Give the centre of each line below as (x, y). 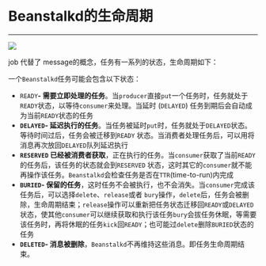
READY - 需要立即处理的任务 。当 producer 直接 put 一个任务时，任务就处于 (134, 95)
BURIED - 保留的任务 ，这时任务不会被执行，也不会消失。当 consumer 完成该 (137, 184)
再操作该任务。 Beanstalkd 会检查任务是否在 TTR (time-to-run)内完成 (127, 174)
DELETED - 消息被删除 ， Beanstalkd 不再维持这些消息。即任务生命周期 (129, 244)
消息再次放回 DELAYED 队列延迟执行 (74, 145)
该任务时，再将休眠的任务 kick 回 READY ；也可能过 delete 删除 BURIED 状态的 (137, 224)
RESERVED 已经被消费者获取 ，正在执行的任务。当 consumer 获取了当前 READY (137, 154)
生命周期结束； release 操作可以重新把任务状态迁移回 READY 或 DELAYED (144, 204)
